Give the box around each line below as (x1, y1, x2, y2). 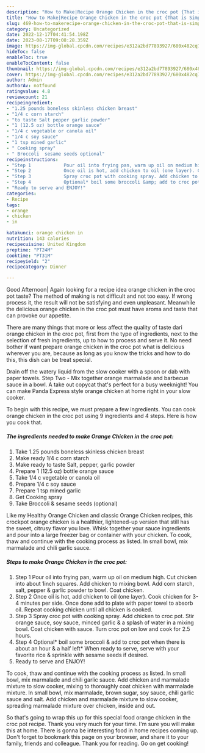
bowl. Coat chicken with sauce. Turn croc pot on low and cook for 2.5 (15, 625, 190, 633)
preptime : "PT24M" (6, 247, 53, 253)
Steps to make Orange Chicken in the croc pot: (6, 558, 127, 565)
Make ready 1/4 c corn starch (15, 455, 90, 462)
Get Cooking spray (15, 494, 63, 501)
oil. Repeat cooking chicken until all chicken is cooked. (15, 606, 153, 613)
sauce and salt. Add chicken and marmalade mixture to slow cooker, (6, 696, 178, 703)
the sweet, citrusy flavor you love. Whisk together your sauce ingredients (6, 525, 190, 532)
